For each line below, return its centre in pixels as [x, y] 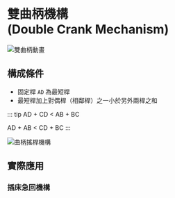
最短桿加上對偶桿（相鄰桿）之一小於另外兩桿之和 [87, 100]
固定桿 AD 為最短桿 [43, 92]
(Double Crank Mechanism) [88, 30]
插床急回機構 [29, 188]
